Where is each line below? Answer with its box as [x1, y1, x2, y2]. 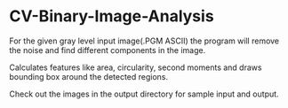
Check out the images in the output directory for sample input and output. [9, 89, 279, 99]
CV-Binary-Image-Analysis [9, 6, 215, 27]
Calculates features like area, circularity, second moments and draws [9, 62, 262, 73]
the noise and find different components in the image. [9, 44, 206, 55]
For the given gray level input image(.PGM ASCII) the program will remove [9, 35, 280, 46]
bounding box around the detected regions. [9, 71, 169, 81]
